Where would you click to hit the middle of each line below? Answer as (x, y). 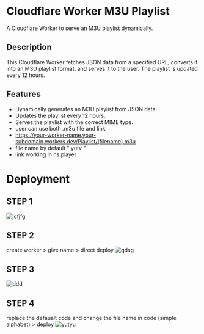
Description (29, 47)
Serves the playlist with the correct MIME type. (74, 122)
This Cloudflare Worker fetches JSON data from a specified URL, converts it (102, 62)
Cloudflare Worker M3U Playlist (88, 11)
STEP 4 (20, 303)
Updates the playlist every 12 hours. (60, 115)
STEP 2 (20, 235)
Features (24, 94)
